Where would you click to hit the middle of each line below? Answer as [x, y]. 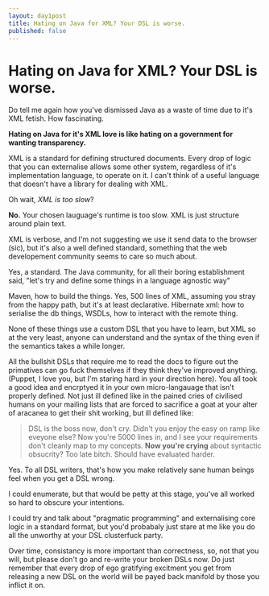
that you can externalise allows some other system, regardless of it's [122, 167]
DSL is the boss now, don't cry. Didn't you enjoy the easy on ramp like [144, 428]
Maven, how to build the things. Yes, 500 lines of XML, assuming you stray [132, 296]
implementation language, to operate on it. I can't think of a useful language [134, 176]
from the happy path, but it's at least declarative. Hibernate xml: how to [126, 305]
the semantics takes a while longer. [67, 346]
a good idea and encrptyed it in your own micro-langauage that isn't [122, 387]
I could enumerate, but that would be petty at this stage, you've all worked [132, 494]
